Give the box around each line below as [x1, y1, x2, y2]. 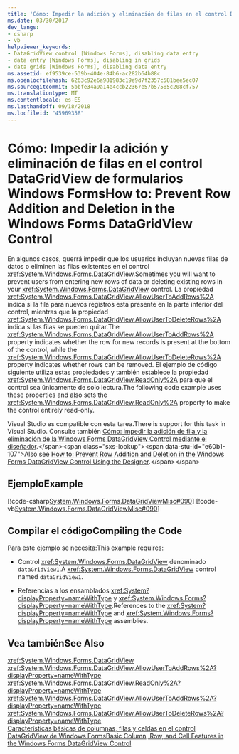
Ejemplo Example [7, 478, 83, 490]
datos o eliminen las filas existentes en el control [7, 262, 149, 270]
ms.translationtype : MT [7, 90, 78, 97]
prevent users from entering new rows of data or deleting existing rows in [7, 277, 223, 285]
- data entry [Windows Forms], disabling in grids [7, 57, 161, 64]
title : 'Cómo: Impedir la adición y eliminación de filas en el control [7, 10, 228, 18]
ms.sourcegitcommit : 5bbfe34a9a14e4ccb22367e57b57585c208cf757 [7, 83, 199, 90]
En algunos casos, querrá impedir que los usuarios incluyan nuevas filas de [7, 254, 228, 263]
